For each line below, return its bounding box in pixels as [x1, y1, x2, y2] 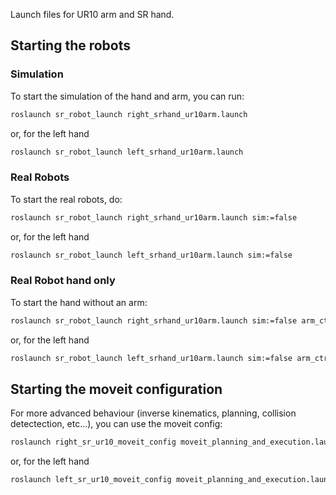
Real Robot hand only [10, 274, 116, 288]
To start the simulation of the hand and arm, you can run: [10, 90, 245, 102]
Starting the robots [10, 37, 132, 54]
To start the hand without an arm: [10, 296, 148, 308]
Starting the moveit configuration [10, 380, 223, 398]
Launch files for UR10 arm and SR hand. [10, 9, 175, 20]
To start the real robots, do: [10, 193, 123, 205]
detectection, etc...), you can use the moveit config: [10, 418, 223, 430]
